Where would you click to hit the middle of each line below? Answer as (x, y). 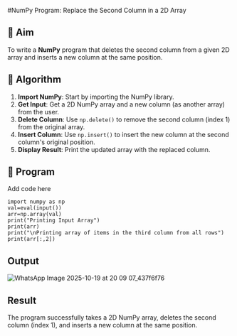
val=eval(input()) (35, 208)
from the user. (38, 112)
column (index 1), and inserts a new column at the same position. (102, 325)
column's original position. (56, 142)
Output (23, 261)
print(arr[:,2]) (31, 239)
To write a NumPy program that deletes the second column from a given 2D (118, 50)
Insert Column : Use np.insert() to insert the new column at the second (123, 134)
